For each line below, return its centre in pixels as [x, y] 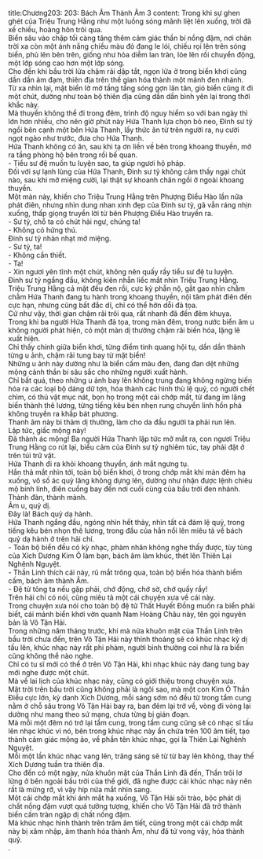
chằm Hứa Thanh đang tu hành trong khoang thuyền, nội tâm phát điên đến [130, 297]
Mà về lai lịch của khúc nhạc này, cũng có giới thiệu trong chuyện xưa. [122, 681]
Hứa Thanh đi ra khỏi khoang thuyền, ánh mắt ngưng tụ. [99, 464]
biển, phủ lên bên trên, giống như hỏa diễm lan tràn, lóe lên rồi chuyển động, [132, 55]
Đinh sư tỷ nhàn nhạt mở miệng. [60, 238]
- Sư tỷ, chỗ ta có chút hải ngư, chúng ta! [75, 222]
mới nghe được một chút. [49, 672]
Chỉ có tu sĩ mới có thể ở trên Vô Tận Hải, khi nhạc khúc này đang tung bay [129, 664]
